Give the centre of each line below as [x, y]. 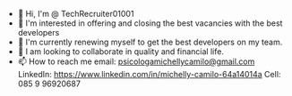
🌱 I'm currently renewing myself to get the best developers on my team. [150, 42]
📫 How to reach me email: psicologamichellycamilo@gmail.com [136, 61]
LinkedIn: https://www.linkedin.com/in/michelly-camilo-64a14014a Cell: [149, 74]
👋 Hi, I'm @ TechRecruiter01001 [76, 14]
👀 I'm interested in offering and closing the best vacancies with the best [150, 23]
